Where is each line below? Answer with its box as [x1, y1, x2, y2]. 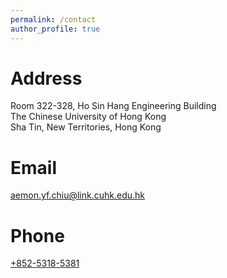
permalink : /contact [10, 14, 97, 25]
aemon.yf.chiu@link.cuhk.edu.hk [10, 189, 145, 201]
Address [10, 67, 83, 90]
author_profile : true [10, 24, 101, 34]
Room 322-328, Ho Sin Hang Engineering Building [10, 100, 217, 112]
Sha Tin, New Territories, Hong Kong [10, 121, 162, 133]
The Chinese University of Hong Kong [10, 111, 167, 123]
